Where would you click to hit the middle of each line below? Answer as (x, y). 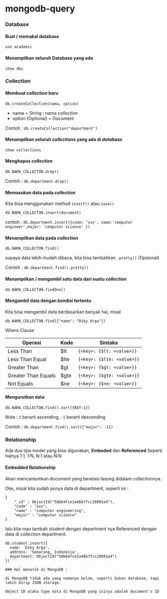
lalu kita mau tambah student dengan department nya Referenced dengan (81, 528)
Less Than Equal (27, 359)
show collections (23, 150)
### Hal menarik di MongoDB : (37, 569)
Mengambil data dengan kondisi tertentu (48, 301)
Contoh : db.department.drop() (37, 181)
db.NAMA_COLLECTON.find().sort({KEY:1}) (48, 408)
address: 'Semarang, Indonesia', (44, 552)
